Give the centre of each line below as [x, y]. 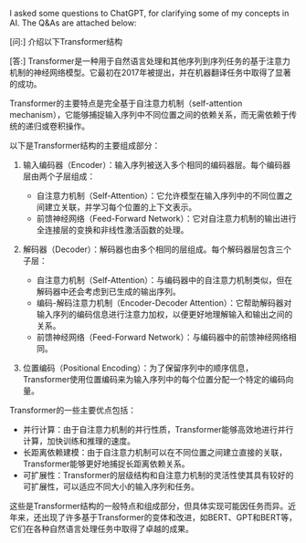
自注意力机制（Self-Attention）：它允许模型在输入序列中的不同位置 [160, 196]
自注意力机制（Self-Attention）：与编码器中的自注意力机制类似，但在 [164, 280]
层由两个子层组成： [59, 176]
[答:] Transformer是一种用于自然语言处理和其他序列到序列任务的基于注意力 [150, 61]
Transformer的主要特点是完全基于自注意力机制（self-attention [126, 103]
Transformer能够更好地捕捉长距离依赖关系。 [106, 464]
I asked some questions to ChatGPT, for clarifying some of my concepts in [149, 13]
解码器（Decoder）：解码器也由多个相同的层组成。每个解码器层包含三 [153, 249]
